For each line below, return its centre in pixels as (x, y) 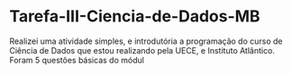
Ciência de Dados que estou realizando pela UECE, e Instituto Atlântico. (142, 50)
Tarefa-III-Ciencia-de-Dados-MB (135, 16)
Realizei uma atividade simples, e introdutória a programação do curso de (146, 41)
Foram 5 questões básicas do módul (77, 60)
